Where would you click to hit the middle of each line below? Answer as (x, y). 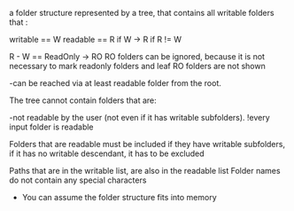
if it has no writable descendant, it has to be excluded (107, 153)
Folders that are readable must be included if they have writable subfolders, (147, 144)
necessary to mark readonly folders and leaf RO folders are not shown (137, 66)
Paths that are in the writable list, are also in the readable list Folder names (145, 171)
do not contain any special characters (78, 180)
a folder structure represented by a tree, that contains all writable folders (142, 13)
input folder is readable (52, 127)
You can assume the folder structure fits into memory (119, 197)
